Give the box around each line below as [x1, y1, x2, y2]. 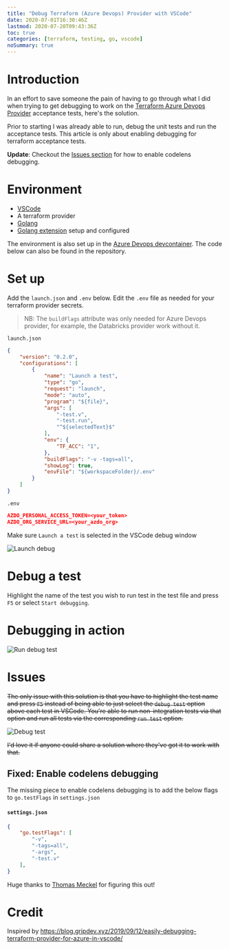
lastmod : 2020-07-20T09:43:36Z [7, 23, 97, 30]
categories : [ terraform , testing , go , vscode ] [7, 36, 143, 43]
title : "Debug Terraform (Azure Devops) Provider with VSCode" [7, 10, 193, 17]
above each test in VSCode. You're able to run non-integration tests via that [7, 706, 221, 715]
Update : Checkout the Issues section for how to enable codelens [7, 150, 191, 158]
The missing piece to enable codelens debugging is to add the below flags [7, 786, 219, 794]
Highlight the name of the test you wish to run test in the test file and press [7, 591, 219, 599]
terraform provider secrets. [7, 301, 84, 309]
